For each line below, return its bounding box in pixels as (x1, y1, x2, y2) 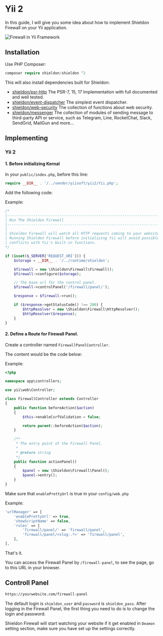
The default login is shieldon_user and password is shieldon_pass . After (5, 600, 147, 606)
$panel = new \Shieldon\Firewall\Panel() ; (22, 468, 110, 473)
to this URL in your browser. (5, 564, 61, 570)
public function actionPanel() (14, 459, 77, 464)
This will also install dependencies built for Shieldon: (5, 79, 110, 85)
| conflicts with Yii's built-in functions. (5, 240, 97, 245)
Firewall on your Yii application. (5, 24, 67, 30)
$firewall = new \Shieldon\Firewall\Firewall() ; (14, 267, 114, 272)
